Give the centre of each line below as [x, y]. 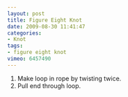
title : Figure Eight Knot [45, 20]
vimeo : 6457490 [29, 59]
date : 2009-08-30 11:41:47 [46, 26]
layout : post [26, 14]
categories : [24, 33]
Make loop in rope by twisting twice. [69, 78]
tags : [15, 46]
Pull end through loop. [49, 86]
